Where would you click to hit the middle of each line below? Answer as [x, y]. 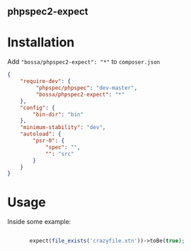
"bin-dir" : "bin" [58, 114]
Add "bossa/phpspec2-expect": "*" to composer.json [84, 62]
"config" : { [37, 108]
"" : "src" [59, 154]
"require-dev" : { [46, 82]
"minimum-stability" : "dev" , [63, 128]
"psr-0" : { [49, 141]
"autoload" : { [41, 134]
